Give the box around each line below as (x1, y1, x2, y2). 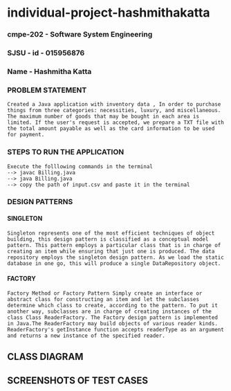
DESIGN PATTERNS (7, 197, 73, 207)
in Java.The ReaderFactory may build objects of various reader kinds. (7, 320, 218, 327)
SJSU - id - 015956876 (7, 48, 85, 58)
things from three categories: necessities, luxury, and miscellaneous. (7, 107, 221, 114)
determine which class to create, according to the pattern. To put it (7, 302, 218, 309)
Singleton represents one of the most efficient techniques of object (7, 230, 215, 237)
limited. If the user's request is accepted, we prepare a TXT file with (7, 119, 225, 126)
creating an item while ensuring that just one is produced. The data (7, 248, 215, 255)
